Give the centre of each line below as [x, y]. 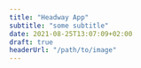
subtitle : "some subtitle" [59, 26]
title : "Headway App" [49, 17]
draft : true [31, 42]
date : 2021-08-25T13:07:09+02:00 [71, 34]
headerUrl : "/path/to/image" [63, 50]
